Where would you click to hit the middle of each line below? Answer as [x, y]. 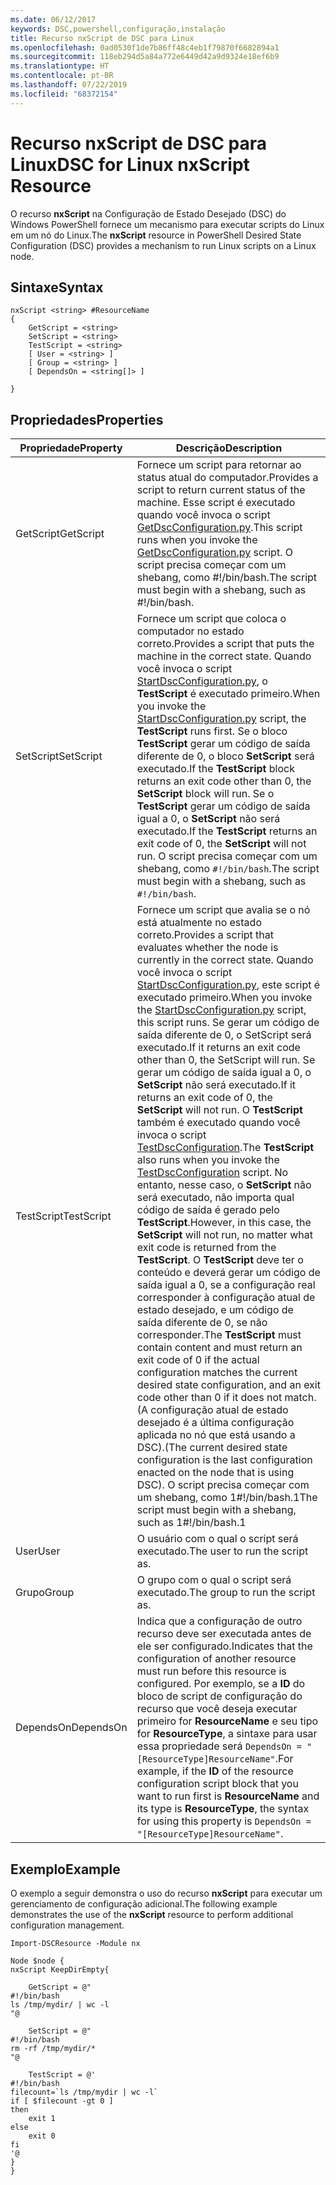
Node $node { [37, 1961]
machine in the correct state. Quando [224, 656]
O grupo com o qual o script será [214, 1580]
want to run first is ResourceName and [228, 1796]
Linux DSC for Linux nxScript [130, 164]
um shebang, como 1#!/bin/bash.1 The [227, 1498]
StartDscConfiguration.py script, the [221, 719]
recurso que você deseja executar [217, 1709]
